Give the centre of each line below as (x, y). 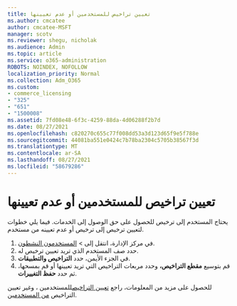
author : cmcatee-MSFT (39, 27)
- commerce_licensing (39, 93)
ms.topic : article (35, 54)
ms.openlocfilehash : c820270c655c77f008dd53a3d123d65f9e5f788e (103, 133)
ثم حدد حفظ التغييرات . (47, 273)
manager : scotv (30, 34)
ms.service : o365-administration (57, 61)
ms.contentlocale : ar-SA (44, 153)
